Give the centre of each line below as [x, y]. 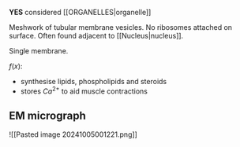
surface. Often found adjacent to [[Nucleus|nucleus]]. [96, 36]
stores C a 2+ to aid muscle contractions [84, 90]
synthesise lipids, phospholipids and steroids [94, 81]
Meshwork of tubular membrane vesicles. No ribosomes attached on [120, 27]
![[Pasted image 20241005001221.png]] [73, 134]
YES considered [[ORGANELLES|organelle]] [80, 12]
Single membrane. [39, 51]
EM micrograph [47, 116]
